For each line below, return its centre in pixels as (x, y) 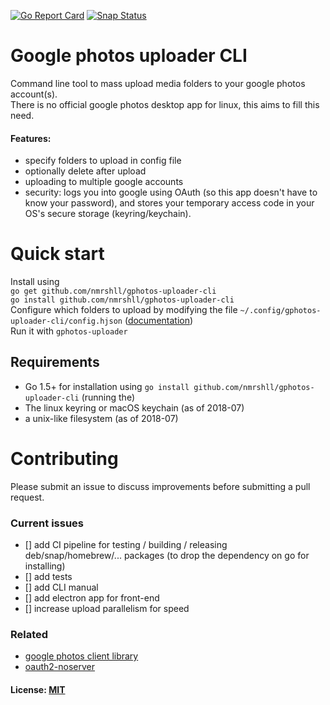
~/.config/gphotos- (280, 311)
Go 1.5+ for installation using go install (107, 386)
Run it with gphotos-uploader (69, 331)
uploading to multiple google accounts (104, 182)
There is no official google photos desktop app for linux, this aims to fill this (165, 104)
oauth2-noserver (60, 667)
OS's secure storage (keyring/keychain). (108, 214)
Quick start (57, 254)
